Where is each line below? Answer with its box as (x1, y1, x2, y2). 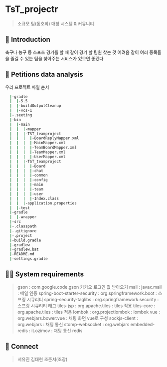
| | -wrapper (9, 214, 37, 220)
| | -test (9, 205, 30, 210)
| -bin (9, 117, 21, 122)
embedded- (130, 321, 155, 327)
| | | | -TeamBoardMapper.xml (9, 145, 77, 150)
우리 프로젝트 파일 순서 (5, 84, 49, 90)
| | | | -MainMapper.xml (9, 141, 66, 146)
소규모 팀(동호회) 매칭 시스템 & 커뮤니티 (17, 20, 94, 26)
